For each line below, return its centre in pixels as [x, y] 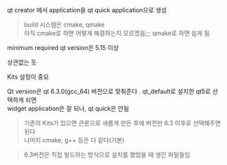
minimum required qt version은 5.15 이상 [63, 48]
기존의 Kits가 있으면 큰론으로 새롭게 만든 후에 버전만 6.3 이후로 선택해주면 [122, 123]
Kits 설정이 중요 [28, 77]
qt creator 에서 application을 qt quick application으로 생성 [87, 10]
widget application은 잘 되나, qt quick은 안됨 [68, 109]
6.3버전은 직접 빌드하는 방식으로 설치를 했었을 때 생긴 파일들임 [107, 155]
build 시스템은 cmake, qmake [64, 25]
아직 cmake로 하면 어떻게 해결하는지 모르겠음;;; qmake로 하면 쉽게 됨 [117, 33]
